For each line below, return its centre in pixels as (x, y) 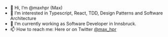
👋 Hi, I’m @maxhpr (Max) (36, 8)
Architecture (23, 18)
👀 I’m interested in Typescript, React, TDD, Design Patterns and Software (86, 13)
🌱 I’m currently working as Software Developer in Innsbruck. (73, 23)
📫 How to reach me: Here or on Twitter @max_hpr (63, 29)
